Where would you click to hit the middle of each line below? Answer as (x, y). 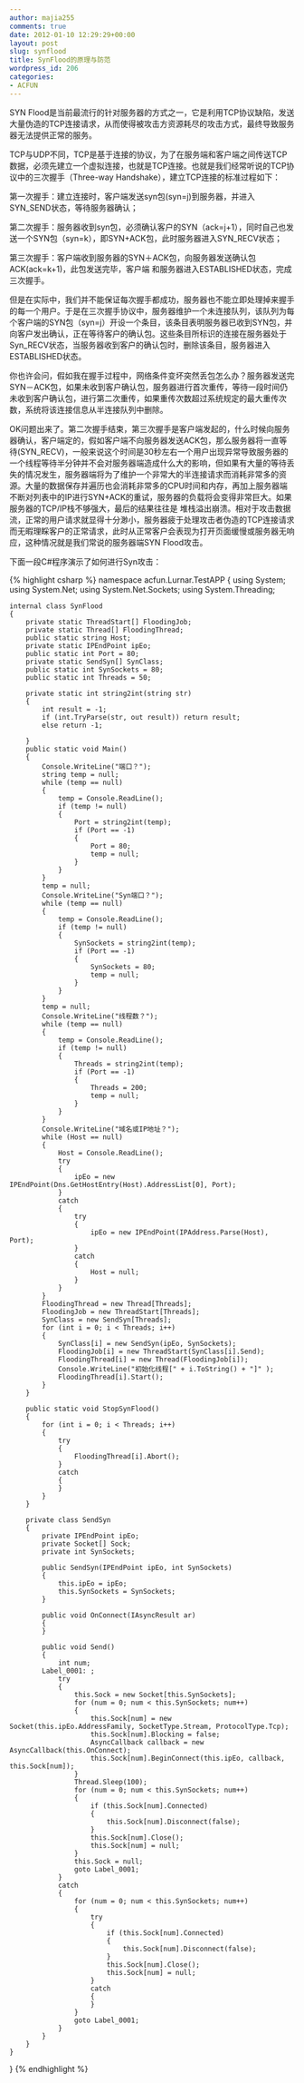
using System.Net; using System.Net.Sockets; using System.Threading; (142, 589)
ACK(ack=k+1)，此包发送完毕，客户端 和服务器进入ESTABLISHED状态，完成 (151, 269)
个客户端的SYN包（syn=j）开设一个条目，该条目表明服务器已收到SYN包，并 (151, 322)
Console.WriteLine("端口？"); (97, 766)
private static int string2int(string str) (109, 693)
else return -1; (72, 725)
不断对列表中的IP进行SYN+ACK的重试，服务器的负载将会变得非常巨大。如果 (151, 496)
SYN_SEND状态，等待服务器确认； (74, 207)
